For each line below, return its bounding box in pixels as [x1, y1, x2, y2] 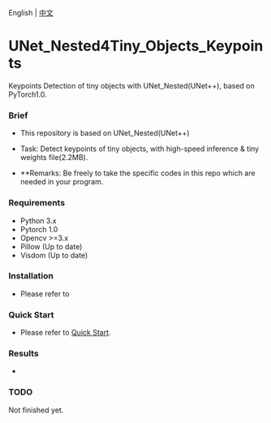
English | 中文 [8, 8, 54, 17]
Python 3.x [19, 215, 57, 226]
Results [8, 348, 39, 360]
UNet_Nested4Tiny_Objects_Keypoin [8, 37, 264, 55]
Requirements [8, 197, 66, 209]
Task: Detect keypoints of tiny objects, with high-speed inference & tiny [19, 144, 260, 153]
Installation [8, 270, 54, 282]
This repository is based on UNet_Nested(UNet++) [19, 128, 190, 138]
